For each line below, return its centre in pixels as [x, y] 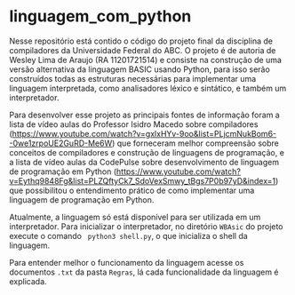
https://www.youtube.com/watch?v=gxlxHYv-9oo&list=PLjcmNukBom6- [144, 133]
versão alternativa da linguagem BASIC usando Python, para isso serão [140, 69]
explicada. [28, 281]
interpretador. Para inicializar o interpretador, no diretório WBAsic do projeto [146, 226]
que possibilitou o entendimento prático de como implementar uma [132, 190]
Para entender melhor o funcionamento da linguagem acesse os [127, 262]
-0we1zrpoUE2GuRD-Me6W [61, 143]
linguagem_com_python [100, 16]
